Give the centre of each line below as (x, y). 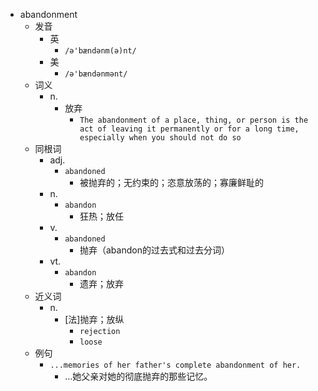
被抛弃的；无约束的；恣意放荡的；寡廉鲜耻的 (171, 182)
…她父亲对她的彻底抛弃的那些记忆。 (138, 376)
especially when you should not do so (160, 138)
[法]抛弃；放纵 (94, 319)
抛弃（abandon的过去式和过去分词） (154, 250)
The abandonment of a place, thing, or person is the (194, 120)
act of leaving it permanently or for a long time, (189, 129)
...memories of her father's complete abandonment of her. (175, 365)
